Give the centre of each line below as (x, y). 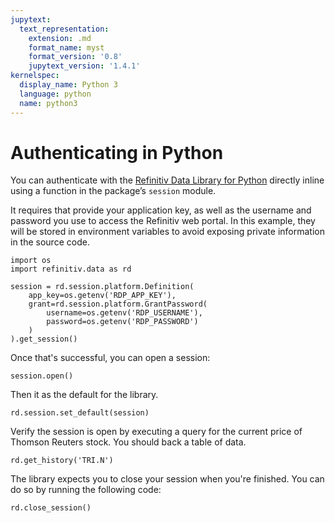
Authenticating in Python (117, 152)
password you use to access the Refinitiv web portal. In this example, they (163, 221)
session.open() (42, 376)
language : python (55, 94)
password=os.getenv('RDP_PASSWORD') (122, 322)
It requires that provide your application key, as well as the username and (161, 210)
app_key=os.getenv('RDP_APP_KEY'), (102, 296)
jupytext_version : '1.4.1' (84, 66)
